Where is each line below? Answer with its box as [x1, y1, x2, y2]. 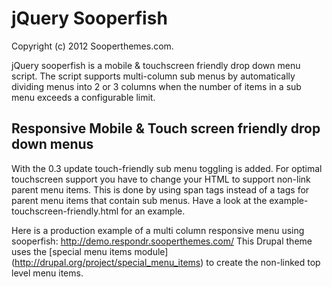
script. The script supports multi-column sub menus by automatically [11, 70, 296, 82]
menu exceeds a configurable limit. [11, 91, 156, 103]
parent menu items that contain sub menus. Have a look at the [11, 194, 268, 206]
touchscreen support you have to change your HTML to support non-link [11, 173, 311, 185]
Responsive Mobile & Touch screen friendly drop [11, 120, 321, 137]
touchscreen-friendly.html [11, 205, 119, 217]
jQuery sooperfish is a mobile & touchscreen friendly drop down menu [11, 59, 301, 71]
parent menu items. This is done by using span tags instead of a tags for [11, 183, 310, 196]
